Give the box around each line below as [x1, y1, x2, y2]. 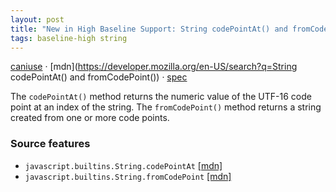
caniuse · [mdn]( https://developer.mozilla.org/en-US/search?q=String [10, 61, 298, 73]
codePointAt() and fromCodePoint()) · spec [10, 71, 188, 83]
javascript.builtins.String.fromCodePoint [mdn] [24, 170, 232, 182]
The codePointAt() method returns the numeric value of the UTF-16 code [10, 91, 312, 103]
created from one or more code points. [10, 112, 170, 124]
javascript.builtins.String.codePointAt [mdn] [24, 159, 223, 171]
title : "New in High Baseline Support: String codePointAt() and [10, 24, 288, 34]
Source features [10, 137, 91, 151]
